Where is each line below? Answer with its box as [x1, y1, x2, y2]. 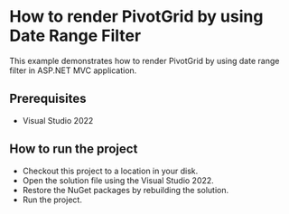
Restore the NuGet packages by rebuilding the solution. [22, 184, 229, 195]
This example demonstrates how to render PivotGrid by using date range [9, 55, 280, 66]
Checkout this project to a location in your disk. [22, 165, 199, 176]
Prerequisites [9, 91, 87, 107]
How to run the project [9, 142, 138, 157]
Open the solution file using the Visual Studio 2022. [22, 174, 214, 186]
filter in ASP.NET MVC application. [9, 65, 137, 76]
